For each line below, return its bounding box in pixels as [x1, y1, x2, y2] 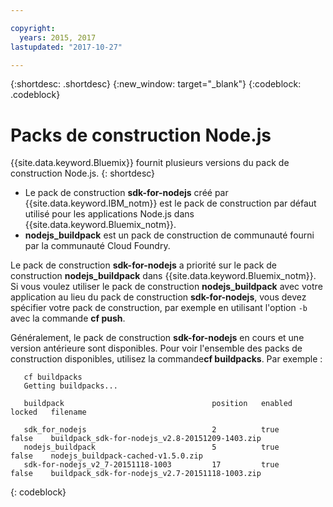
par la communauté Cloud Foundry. [24, 240, 171, 252]
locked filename [10, 407, 87, 418]
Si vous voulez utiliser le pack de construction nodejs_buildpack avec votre [10, 281, 323, 293]
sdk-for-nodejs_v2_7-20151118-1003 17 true [23, 460, 280, 470]
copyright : [10, 23, 56, 33]
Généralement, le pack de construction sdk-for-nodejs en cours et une [10, 332, 305, 344]
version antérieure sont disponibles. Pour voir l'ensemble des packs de [10, 342, 303, 355]
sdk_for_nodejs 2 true [23, 425, 280, 435]
